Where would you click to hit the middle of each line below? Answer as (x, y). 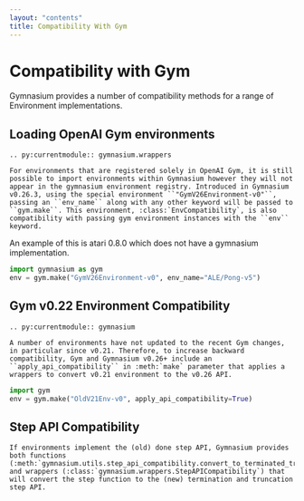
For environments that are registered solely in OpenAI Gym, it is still (152, 171)
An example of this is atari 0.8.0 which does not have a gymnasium (134, 243)
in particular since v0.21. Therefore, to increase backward (127, 351)
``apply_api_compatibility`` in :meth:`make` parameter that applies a (147, 366)
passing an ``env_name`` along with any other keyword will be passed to (152, 203)
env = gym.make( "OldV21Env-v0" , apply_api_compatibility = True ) (131, 399)
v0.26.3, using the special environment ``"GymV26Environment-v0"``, (143, 195)
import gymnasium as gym (56, 270)
